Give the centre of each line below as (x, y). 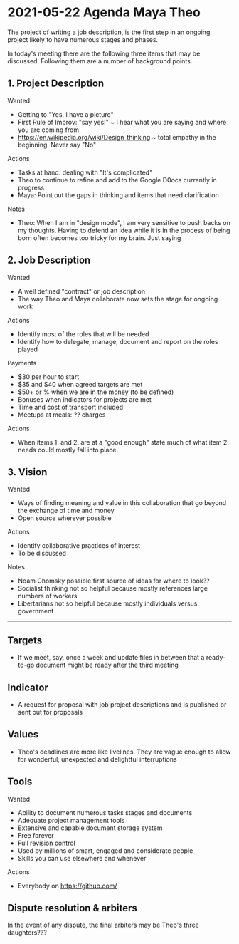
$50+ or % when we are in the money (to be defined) (96, 392)
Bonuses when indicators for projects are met (84, 399)
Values (23, 735)
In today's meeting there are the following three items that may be (104, 53)
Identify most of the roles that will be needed (83, 334)
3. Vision (27, 472)
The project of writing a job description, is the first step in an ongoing (109, 32)
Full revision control (47, 843)
